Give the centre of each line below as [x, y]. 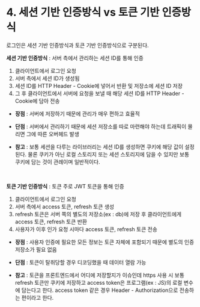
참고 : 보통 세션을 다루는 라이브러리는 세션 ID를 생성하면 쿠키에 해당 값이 [99, 147]
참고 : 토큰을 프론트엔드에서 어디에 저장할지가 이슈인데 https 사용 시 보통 [100, 275]
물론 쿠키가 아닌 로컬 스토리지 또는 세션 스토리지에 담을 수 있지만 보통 [109, 154]
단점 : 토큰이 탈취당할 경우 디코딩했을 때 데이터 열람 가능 [80, 262]
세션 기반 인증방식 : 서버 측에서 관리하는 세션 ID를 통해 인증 [75, 58]
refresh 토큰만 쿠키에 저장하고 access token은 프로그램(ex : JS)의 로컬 [98, 282]
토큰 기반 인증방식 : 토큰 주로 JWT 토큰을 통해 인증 [65, 186]
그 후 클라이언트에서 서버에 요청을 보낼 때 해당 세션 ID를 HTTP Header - [99, 93]
